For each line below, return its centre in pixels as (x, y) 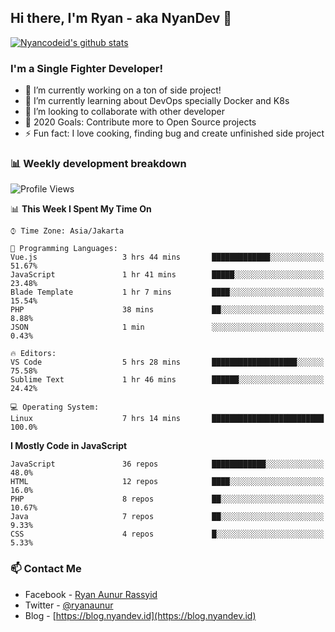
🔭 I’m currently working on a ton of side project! (123, 90)
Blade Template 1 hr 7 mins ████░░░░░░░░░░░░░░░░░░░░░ (167, 292)
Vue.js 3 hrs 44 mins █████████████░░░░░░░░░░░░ (167, 257)
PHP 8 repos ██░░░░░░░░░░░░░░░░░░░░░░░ (167, 499)
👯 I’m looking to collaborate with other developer (125, 112)
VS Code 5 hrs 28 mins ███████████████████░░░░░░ (167, 362)
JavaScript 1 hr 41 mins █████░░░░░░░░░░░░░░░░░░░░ (167, 275)
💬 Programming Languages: (64, 249)
